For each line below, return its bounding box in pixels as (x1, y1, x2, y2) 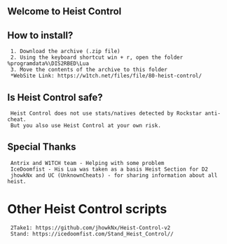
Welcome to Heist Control (7, 6, 122, 17)
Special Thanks (7, 141, 76, 153)
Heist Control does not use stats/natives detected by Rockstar (10, 110, 202, 117)
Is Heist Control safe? (7, 91, 103, 103)
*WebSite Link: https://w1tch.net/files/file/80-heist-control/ (10, 73, 202, 80)
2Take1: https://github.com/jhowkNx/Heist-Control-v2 (10, 224, 171, 231)
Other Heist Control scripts (7, 201, 167, 217)
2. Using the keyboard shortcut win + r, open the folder (10, 54, 184, 62)
